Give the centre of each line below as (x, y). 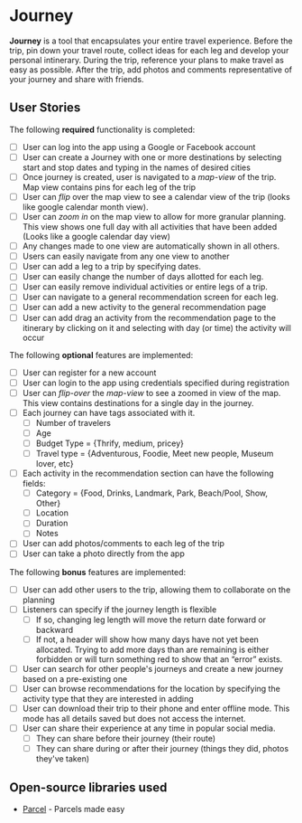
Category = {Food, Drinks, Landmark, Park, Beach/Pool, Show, (152, 493)
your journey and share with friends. (77, 79)
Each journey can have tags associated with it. (109, 412)
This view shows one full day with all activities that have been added (150, 227)
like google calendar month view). (85, 207)
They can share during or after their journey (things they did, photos (162, 749)
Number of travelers (73, 422)
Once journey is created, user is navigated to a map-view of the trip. (149, 176)
